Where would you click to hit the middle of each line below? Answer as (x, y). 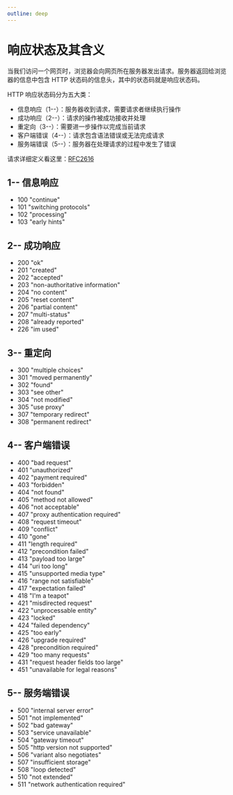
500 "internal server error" (55, 710)
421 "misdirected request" (55, 603)
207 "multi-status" (44, 314)
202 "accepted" (40, 278)
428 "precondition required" (58, 647)
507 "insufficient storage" (54, 762)
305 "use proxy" (41, 407)
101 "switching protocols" (54, 207)
